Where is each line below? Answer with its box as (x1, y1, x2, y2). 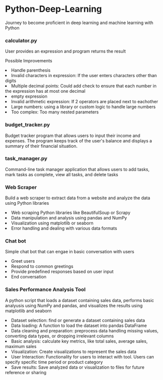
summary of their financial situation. (5, 143, 78, 149)
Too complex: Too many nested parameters (11, 109, 99, 115)
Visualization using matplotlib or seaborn (11, 220, 94, 226)
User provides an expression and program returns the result (5, 48, 126, 54)
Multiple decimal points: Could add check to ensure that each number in (11, 83, 157, 89)
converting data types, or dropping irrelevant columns (5, 333, 114, 339)
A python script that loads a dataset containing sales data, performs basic (5, 297, 154, 303)
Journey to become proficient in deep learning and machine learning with (5, 20, 153, 26)
